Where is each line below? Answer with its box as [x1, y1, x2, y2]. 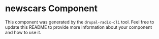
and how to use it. [5, 29, 42, 35]
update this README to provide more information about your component [5, 24, 152, 30]
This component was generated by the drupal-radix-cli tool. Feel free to [5, 19, 154, 25]
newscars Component [5, 3, 97, 14]
